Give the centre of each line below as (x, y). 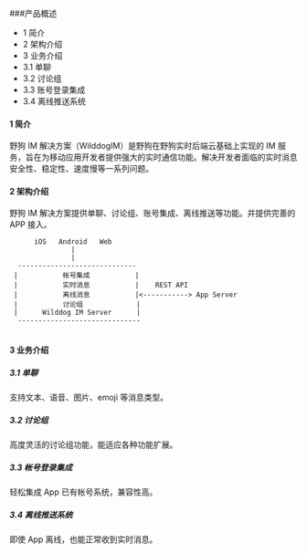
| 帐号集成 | (76, 276)
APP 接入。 (31, 225)
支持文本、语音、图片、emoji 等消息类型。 (89, 397)
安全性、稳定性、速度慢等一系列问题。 (81, 169)
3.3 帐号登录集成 (41, 467)
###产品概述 (33, 13)
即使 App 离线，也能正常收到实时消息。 (84, 539)
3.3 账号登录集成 (54, 90)
